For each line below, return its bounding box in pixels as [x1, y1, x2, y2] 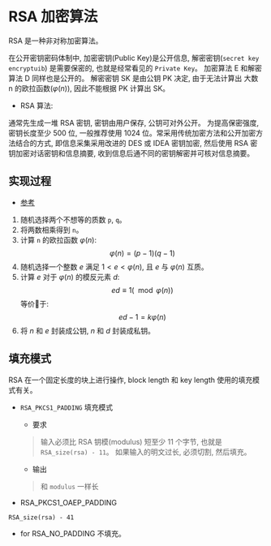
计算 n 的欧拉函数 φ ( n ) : [19, 234, 97, 244]
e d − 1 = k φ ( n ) [118, 312, 166, 321]
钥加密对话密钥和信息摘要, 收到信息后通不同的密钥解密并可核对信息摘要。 [8, 148, 254, 158]
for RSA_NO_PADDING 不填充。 [19, 528, 126, 538]
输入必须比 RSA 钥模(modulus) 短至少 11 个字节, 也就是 [40, 436, 223, 446]
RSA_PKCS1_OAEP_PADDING [19, 497, 118, 507]
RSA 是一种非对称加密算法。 [8, 36, 103, 45]
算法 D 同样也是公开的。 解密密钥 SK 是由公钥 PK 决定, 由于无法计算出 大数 [8, 73, 259, 83]
